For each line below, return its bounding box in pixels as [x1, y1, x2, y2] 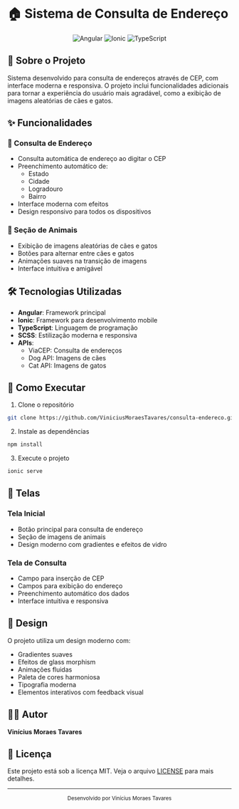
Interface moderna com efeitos [17, 200, 109, 209]
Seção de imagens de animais [17, 532, 106, 541]
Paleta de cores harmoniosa [17, 672, 100, 681]
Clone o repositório [17, 400, 75, 409]
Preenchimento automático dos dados [17, 589, 129, 597]
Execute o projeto [17, 454, 70, 463]
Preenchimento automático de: [17, 162, 108, 171]
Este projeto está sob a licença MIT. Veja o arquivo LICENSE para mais [7, 767, 214, 776]
